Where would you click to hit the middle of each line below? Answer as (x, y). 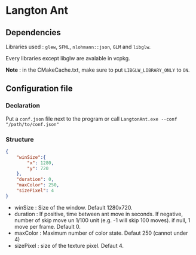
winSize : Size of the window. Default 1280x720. (73, 207)
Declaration (23, 106)
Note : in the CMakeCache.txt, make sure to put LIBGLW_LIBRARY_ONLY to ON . (98, 70)
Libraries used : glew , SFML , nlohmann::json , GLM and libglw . (78, 47)
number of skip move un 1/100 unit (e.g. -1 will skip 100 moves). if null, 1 (102, 220)
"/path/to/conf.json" (33, 124)
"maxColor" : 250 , (38, 185)
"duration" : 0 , (35, 180)
